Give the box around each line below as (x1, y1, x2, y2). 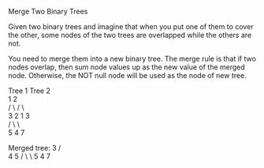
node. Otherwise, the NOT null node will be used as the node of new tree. (8, 71, 247, 80)
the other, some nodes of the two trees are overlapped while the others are (8, 31, 252, 39)
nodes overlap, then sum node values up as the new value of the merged (8, 62, 246, 72)
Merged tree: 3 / (8, 144, 61, 152)
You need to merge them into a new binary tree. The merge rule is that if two (8, 54, 256, 63)
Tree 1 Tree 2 (8, 86, 51, 95)
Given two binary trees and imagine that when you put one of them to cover (8, 22, 254, 31)
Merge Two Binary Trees (8, 7, 88, 16)
